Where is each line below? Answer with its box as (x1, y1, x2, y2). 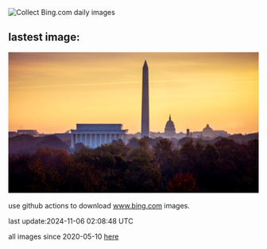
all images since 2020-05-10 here (8, 231, 119, 242)
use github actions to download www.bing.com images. (8, 201, 191, 211)
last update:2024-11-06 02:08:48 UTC (8, 216, 133, 226)
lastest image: (8, 30, 80, 44)
